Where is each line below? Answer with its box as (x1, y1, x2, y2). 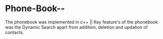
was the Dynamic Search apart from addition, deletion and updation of (5, 24, 148, 30)
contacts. (5, 29, 25, 35)
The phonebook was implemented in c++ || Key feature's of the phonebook (5, 19, 158, 25)
